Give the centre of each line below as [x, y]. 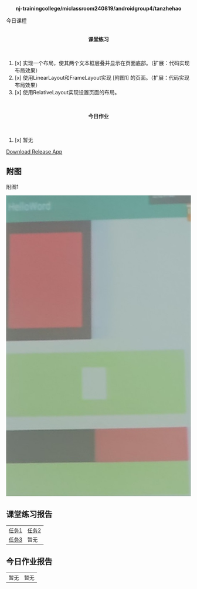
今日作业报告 [29, 561]
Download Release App [34, 151]
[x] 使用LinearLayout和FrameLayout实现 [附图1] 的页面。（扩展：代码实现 [102, 78]
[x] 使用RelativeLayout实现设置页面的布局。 [67, 92]
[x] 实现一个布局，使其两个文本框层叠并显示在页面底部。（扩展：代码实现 [102, 63]
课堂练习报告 [29, 514]
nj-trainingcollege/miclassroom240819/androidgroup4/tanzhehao [98, 8]
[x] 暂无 [24, 140]
